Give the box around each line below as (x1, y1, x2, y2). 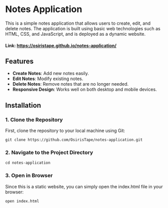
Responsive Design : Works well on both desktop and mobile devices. (12, 87, 157, 93)
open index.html (5, 198, 39, 203)
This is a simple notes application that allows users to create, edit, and (5, 20, 151, 26)
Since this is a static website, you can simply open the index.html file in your (5, 183, 163, 189)
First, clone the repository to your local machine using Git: (5, 127, 125, 134)
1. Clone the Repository (5, 116, 63, 123)
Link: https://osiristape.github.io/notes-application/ (5, 42, 117, 48)
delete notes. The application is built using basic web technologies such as (5, 25, 161, 31)
